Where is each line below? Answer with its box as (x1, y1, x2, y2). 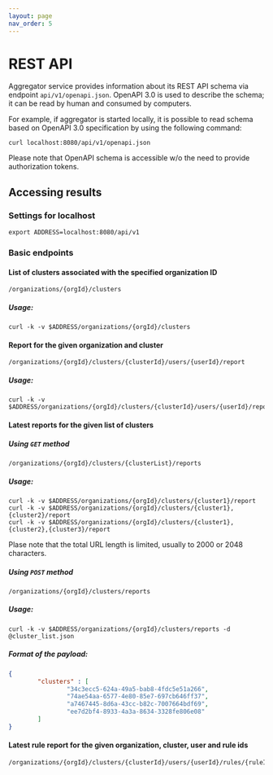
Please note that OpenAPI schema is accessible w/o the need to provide (8, 153, 250, 163)
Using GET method (8, 439, 70, 449)
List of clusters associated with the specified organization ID (8, 267, 218, 277)
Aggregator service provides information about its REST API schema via (8, 81, 249, 91)
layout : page (8, 11, 53, 20)
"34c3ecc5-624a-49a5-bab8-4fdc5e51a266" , (66, 685, 209, 693)
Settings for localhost (8, 209, 96, 221)
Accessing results (8, 185, 102, 199)
